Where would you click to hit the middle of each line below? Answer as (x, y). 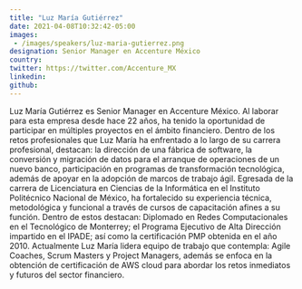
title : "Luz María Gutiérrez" (67, 18)
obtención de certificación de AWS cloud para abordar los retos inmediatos (150, 265)
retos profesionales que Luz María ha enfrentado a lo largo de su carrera (145, 140)
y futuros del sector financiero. (67, 275)
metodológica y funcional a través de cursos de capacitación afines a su (145, 207)
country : (26, 60)
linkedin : (28, 77)
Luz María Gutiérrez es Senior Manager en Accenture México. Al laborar (144, 111)
